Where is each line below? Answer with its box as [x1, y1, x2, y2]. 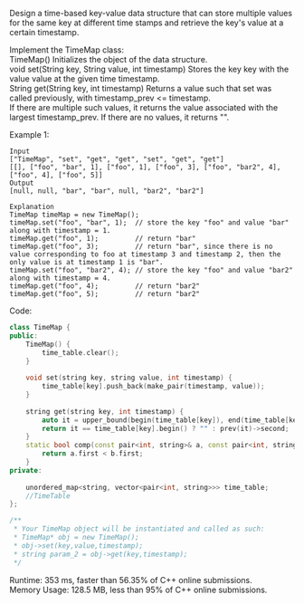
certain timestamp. [9, 27, 80, 37]
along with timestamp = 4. [9, 273, 111, 283]
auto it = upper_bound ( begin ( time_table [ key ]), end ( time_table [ [42, 416, 290, 425]
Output [9, 178, 34, 187]
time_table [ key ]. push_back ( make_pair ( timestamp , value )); [42, 382, 265, 391]
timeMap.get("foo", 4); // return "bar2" [9, 282, 201, 291]
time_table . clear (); [42, 348, 119, 357]
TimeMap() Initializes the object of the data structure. [9, 54, 208, 64]
